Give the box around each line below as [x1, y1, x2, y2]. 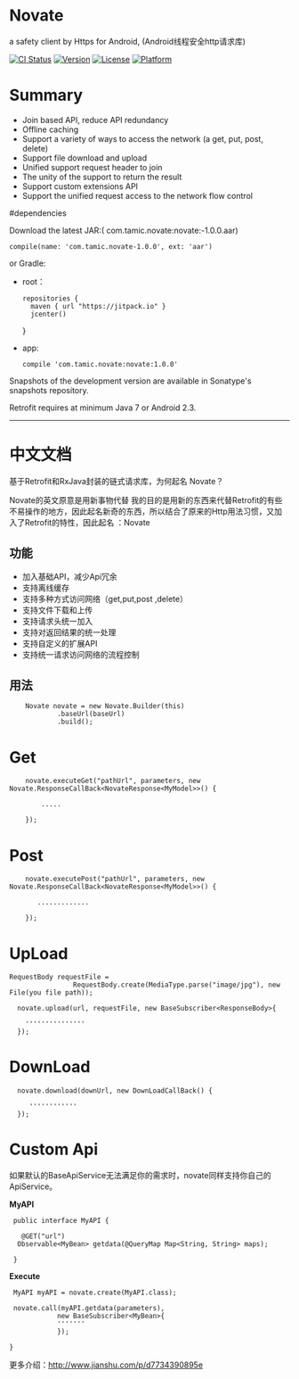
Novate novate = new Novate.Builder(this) [25, 702, 185, 711]
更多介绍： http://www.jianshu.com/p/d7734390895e [9, 1359, 203, 1370]
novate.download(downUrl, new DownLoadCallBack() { [17, 1086, 214, 1095]
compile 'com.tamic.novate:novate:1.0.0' [21, 359, 178, 368]
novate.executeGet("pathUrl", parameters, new [25, 777, 201, 786]
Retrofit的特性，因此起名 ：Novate [24, 516, 151, 527]
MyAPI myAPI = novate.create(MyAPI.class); [12, 1288, 177, 1298]
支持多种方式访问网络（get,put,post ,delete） [21, 593, 189, 604]
